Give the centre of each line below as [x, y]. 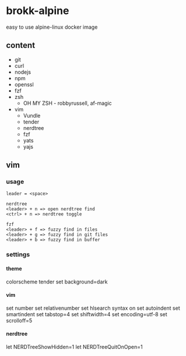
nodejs [22, 72]
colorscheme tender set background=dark [57, 282]
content [21, 45]
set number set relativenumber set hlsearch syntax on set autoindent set [93, 308]
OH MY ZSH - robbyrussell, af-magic [67, 103]
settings [18, 255]
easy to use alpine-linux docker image [52, 27]
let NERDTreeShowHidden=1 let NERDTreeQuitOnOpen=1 [74, 347]
